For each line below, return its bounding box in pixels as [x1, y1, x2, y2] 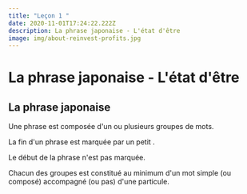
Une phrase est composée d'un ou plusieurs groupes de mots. [8, 122, 214, 131]
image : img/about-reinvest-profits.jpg [8, 34, 141, 42]
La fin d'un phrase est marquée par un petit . [8, 137, 156, 147]
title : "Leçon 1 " [8, 11, 70, 20]
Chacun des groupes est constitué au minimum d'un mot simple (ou [8, 168, 232, 178]
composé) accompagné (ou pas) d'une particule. [8, 177, 169, 187]
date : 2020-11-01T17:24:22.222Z [8, 19, 116, 27]
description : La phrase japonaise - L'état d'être [8, 26, 181, 34]
